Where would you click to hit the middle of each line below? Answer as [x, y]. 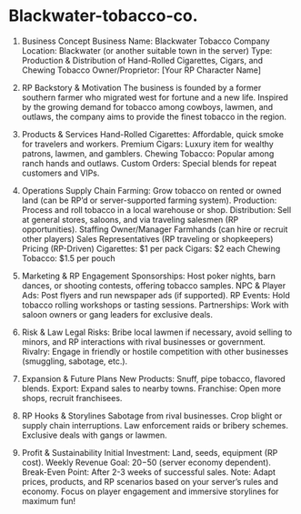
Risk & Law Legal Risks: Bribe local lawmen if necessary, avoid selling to [157, 332]
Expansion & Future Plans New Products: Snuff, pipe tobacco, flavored [153, 378]
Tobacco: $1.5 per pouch [68, 258]
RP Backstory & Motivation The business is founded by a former [141, 87]
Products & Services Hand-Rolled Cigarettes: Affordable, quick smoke [152, 134]
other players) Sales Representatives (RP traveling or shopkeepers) [147, 238]
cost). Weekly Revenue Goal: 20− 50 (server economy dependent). [146, 462]
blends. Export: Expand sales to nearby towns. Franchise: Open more [151, 388]
